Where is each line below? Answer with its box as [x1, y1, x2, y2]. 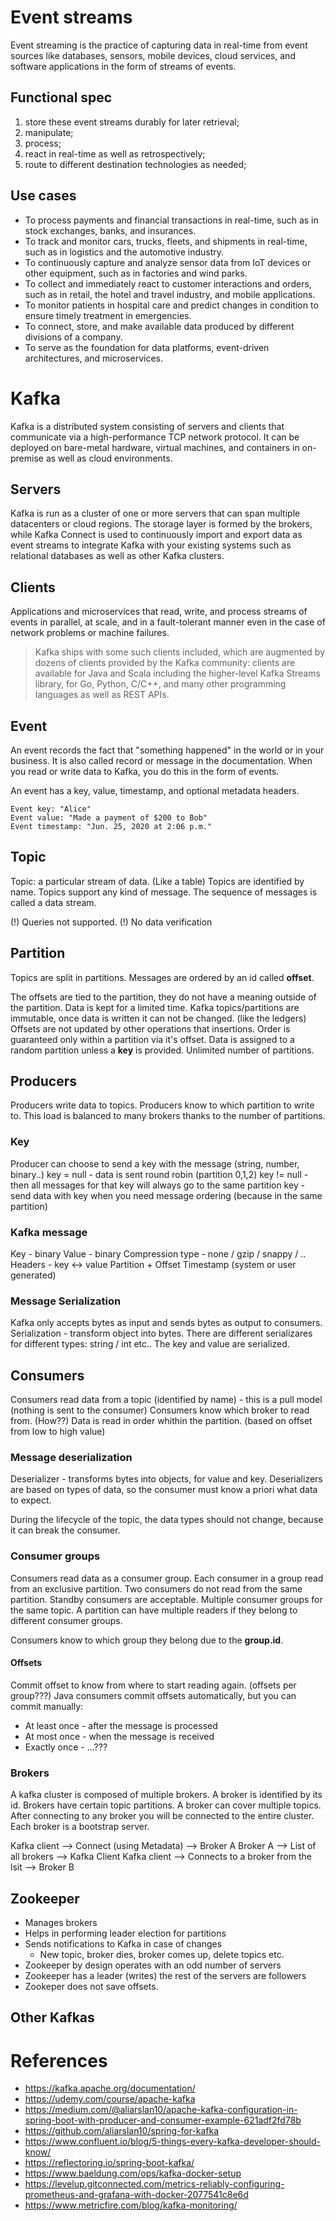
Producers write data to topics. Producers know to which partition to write [10, 1099, 315, 1111]
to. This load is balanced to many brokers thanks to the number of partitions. [10, 1110, 326, 1122]
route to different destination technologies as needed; [24, 158, 247, 170]
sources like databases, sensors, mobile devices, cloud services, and [10, 49, 296, 61]
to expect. [10, 1494, 52, 1506]
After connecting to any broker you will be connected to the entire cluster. [10, 1810, 315, 1822]
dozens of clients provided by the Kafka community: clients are [34, 657, 296, 669]
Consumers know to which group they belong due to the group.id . [10, 1634, 284, 1646]
